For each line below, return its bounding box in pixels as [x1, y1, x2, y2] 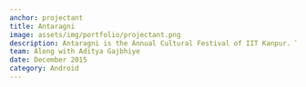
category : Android [9, 64, 79, 73]
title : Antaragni [9, 22, 76, 31]
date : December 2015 [9, 55, 88, 64]
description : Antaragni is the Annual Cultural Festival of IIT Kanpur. [9, 38, 291, 48]
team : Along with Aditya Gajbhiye [9, 47, 141, 56]
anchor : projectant [9, 13, 84, 23]
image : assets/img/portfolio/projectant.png [9, 30, 181, 39]
